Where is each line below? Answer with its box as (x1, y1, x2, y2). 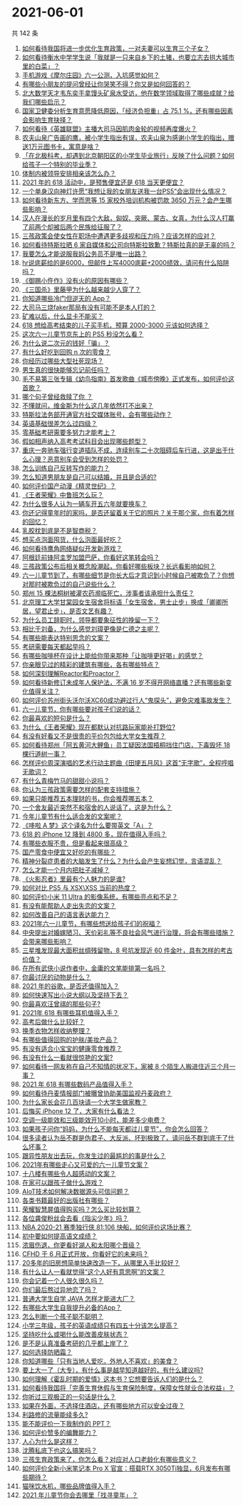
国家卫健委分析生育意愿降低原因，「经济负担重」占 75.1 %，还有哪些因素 (21, 106, 234, 115)
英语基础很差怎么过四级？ (21, 419, 98, 427)
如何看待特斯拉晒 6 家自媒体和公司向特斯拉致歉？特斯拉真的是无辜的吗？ (21, 240, 236, 249)
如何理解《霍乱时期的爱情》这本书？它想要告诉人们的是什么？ (21, 1375, 204, 1383)
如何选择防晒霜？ (21, 1347, 73, 1356)
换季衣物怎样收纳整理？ (21, 1026, 91, 1034)
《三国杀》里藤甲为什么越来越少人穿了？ (21, 285, 141, 294)
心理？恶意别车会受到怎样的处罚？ (28, 454, 129, 463)
